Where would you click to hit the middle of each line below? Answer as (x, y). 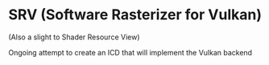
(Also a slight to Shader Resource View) (74, 37)
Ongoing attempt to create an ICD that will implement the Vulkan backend (130, 52)
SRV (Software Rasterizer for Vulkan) (135, 15)
